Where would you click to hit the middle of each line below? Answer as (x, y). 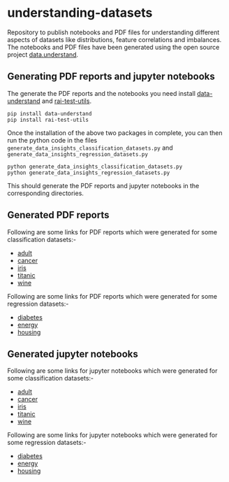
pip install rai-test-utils (48, 120)
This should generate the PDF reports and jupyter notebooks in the (103, 185)
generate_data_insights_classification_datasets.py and (90, 148)
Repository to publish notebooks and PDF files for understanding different (113, 32)
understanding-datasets (80, 13)
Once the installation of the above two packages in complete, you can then (115, 133)
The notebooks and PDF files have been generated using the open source (113, 47)
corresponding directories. (45, 193)
